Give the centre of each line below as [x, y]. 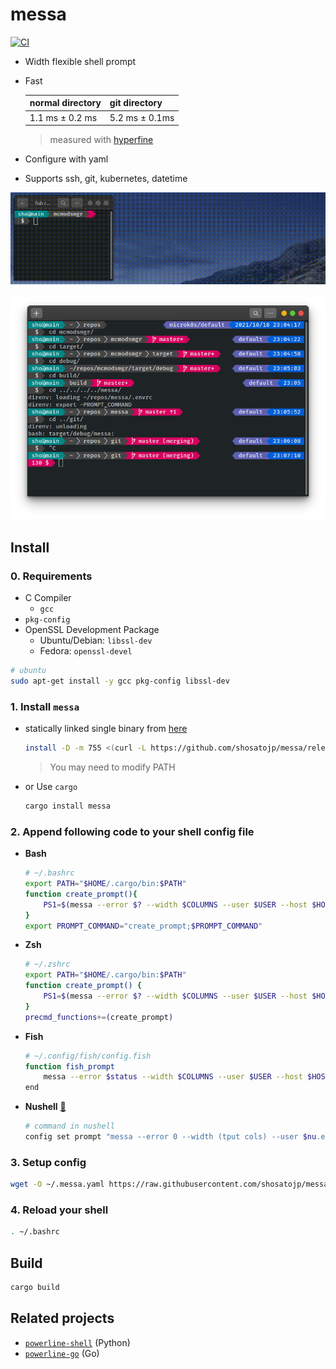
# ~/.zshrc [47, 964]
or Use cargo [51, 787]
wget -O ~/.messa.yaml [57, 1184]
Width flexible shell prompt [80, 61]
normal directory [65, 103]
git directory [136, 103]
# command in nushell [69, 1126]
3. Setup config [48, 1162]
